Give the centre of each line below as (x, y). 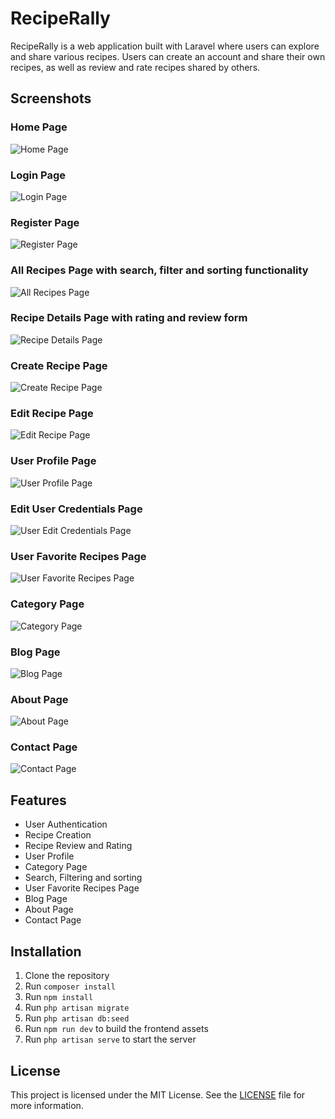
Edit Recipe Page (52, 414)
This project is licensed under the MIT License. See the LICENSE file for (158, 1094)
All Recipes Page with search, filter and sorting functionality (159, 270)
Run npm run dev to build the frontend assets (116, 1029)
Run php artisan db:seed (77, 1018)
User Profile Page (53, 461)
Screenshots (51, 98)
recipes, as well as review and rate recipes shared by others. (135, 67)
